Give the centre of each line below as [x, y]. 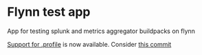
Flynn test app [49, 12]
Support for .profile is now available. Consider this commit [89, 44]
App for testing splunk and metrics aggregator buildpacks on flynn [101, 31]
